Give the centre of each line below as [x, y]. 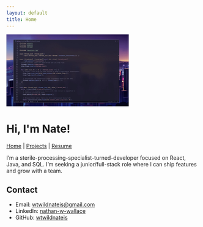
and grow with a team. [35, 171]
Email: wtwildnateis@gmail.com [55, 204]
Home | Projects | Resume [39, 146]
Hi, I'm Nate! [38, 129]
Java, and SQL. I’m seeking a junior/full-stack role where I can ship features [102, 164]
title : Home [21, 19]
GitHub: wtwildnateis [42, 218]
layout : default [27, 13]
